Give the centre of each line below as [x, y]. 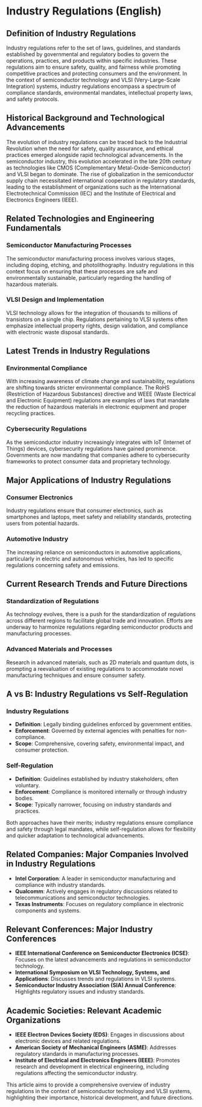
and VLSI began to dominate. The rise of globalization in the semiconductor [100, 174]
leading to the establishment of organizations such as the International [94, 187]
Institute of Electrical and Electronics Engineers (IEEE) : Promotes [97, 1061]
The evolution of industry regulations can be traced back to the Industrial [97, 142]
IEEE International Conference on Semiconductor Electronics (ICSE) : [102, 953]
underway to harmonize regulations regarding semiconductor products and [99, 627]
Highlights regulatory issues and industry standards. [80, 992]
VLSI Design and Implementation [55, 300]
